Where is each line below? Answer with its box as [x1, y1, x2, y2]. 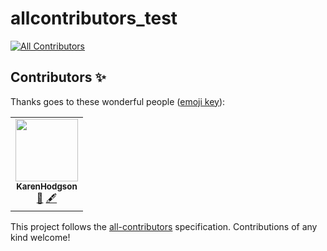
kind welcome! [10, 231, 71, 243]
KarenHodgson [16, 180, 78, 192]
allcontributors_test [10, 7, 178, 30]
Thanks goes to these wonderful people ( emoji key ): [10, 95, 226, 107]
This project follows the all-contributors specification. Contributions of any [10, 220, 318, 232]
